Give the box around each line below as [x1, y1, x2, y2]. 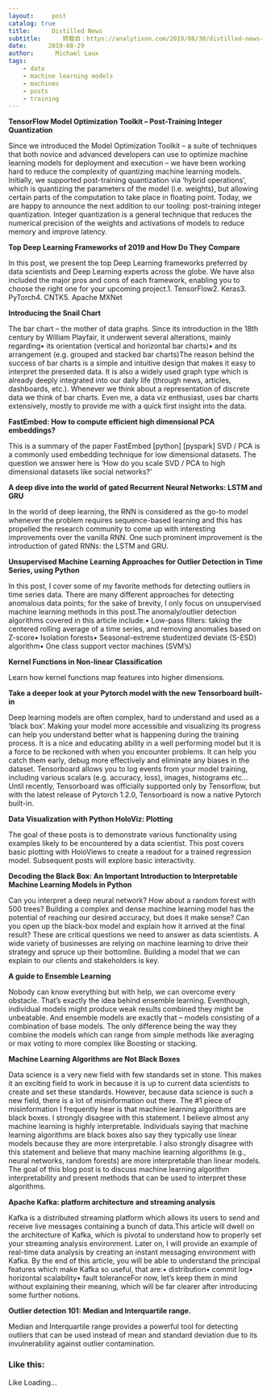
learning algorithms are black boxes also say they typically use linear [8, 1130, 237, 1140]
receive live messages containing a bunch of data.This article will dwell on [8, 1222, 255, 1232]
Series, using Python [8, 565, 80, 575]
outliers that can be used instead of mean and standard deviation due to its [8, 1330, 258, 1340]
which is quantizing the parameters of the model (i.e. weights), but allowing [8, 184, 259, 194]
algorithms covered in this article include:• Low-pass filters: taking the [8, 615, 243, 625]
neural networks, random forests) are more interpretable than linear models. [8, 1156, 261, 1165]
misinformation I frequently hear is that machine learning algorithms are [8, 1105, 247, 1114]
